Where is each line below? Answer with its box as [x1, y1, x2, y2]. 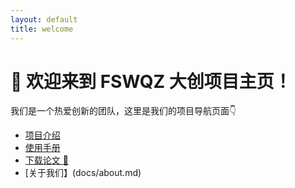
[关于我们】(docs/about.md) [24, 167, 142, 179]
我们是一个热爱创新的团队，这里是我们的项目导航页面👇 [10, 105, 237, 117]
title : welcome [10, 24, 74, 34]
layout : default [10, 14, 78, 25]
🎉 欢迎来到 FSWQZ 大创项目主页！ [10, 70, 292, 93]
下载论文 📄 [24, 154, 69, 166]
